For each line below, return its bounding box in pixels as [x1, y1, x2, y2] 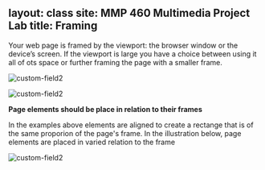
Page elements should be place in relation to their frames [8, 104, 202, 114]
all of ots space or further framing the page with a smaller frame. [8, 57, 222, 67]
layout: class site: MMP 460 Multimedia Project [8, 6, 251, 20]
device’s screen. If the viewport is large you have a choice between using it [8, 48, 257, 59]
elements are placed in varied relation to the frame [8, 137, 175, 147]
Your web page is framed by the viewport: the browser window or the [8, 40, 238, 50]
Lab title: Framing [8, 19, 98, 33]
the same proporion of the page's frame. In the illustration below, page [8, 128, 242, 138]
